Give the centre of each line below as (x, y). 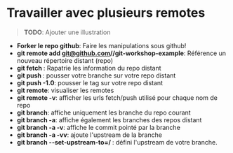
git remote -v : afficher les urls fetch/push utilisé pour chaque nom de (117, 97)
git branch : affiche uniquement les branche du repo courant (104, 112)
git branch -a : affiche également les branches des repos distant (109, 119)
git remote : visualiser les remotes (65, 90)
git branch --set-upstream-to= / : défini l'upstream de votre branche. (117, 142)
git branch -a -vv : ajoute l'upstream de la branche (89, 135)
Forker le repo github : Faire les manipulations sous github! (101, 45)
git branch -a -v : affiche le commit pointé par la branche (98, 127)
